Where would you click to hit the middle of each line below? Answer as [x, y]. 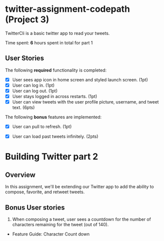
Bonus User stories [35, 207]
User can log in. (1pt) [33, 85]
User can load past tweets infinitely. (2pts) [55, 137]
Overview [20, 175]
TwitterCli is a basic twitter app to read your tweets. [57, 33]
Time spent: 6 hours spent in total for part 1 [49, 42]
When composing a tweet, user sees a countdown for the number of [82, 219]
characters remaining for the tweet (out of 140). [60, 224]
